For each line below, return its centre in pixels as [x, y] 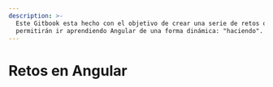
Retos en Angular [68, 70]
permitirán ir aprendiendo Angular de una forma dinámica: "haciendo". [140, 31]
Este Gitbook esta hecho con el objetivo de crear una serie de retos [138, 23]
